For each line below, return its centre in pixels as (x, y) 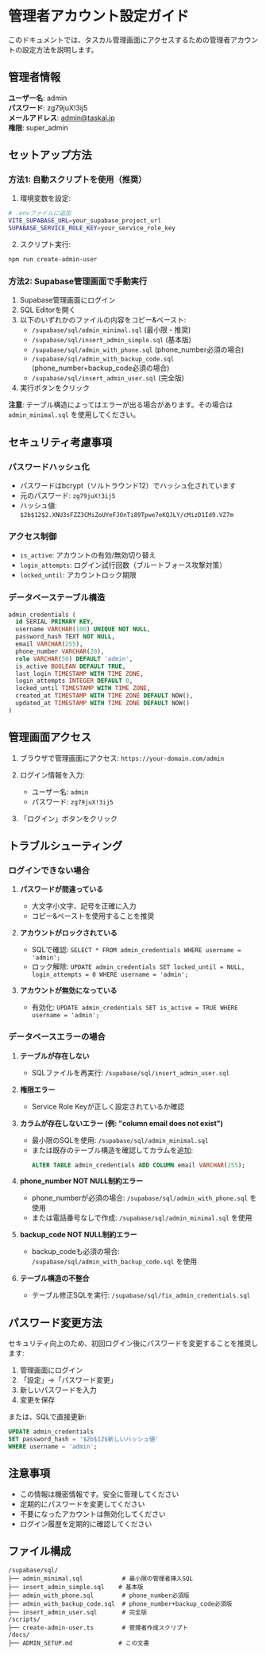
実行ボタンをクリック (54, 388)
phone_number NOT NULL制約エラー (81, 1181)
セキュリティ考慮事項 (60, 442)
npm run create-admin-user (53, 260)
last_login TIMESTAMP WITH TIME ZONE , (80, 673)
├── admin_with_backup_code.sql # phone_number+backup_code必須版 (120, 1604)
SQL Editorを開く (48, 310)
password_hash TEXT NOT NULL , (65, 637)
